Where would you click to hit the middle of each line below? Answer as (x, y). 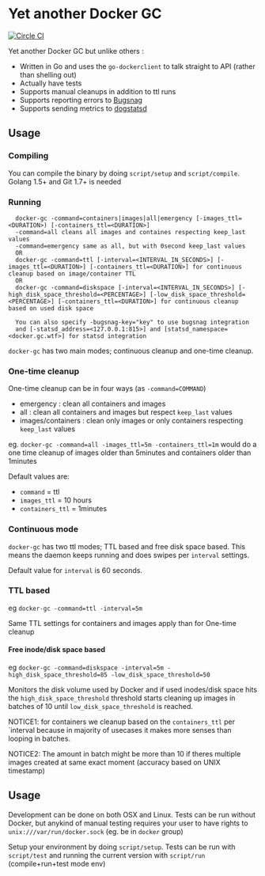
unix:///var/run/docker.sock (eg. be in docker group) (96, 831)
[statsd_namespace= (195, 329)
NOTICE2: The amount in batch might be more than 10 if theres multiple (125, 754)
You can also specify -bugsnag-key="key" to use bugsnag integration (132, 322)
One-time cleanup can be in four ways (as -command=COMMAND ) (107, 389)
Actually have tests (51, 83)
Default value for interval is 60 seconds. (75, 570)
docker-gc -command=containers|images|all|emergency (104, 218)
